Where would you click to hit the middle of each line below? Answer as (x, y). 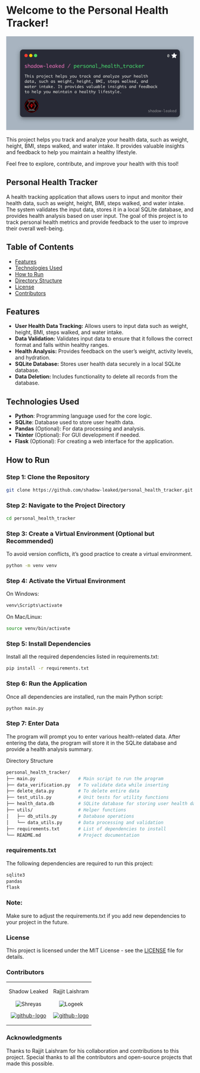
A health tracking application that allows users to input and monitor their (95, 196)
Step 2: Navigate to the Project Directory (66, 505)
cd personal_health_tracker (41, 518)
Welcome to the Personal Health (87, 10)
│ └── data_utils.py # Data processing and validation (85, 822)
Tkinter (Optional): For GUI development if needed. (78, 435)
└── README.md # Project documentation (73, 835)
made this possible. (30, 1063)
